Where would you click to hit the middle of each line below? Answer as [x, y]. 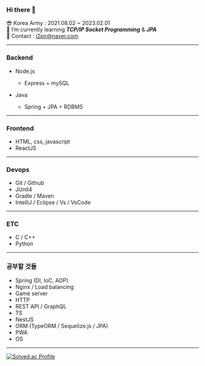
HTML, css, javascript [42, 141]
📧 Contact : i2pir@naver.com [42, 36]
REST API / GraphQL [41, 306]
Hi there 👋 [21, 10]
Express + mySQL [47, 83]
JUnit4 [23, 190]
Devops [18, 170]
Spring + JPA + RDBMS [54, 106]
